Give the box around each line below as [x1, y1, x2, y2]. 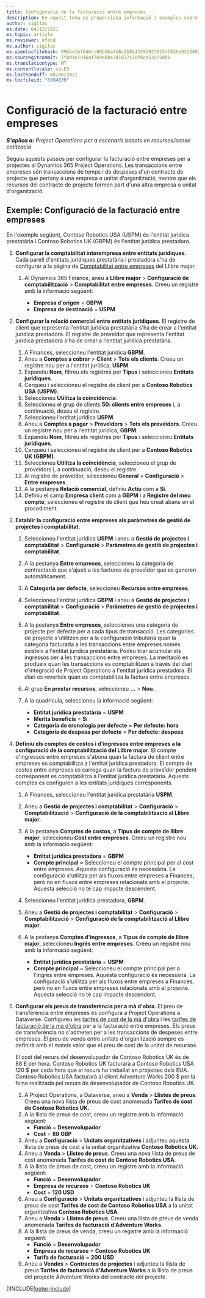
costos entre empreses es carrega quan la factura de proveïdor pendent [15, 765, 197, 773]
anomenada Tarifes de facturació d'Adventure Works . [24, 1221, 163, 1228]
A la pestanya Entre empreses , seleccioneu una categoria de [24, 621, 179, 629]
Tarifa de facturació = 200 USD [33, 1253, 115, 1261]
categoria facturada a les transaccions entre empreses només [24, 640, 181, 648]
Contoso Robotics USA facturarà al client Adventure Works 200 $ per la [15, 1072, 196, 1080]
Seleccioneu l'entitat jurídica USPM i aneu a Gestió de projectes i [24, 534, 189, 542]
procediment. [24, 504, 59, 512]
